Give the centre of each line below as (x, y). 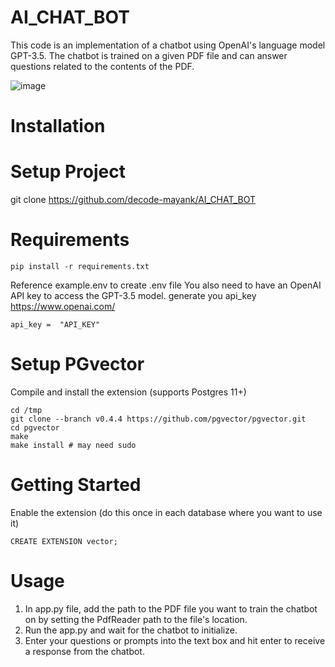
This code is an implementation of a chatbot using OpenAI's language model (168, 45)
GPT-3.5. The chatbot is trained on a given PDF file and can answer (149, 55)
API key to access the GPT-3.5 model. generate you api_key (133, 295)
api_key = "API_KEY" (55, 325)
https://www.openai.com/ (63, 306)
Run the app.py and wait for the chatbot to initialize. (131, 630)
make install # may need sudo (73, 445)
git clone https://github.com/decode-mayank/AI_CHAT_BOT (133, 200)
